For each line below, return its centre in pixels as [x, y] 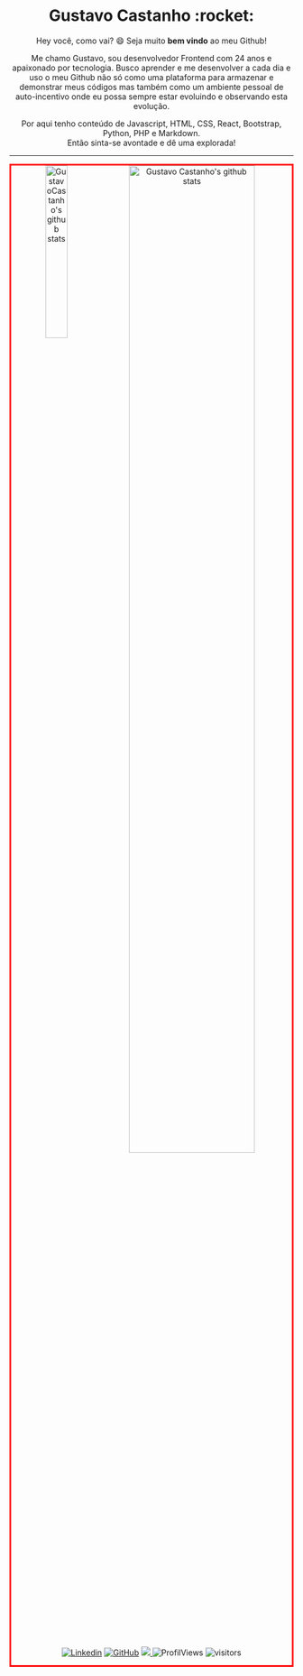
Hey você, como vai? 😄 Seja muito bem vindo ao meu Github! [151, 41]
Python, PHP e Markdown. [151, 133]
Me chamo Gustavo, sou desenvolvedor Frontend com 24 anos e [151, 58]
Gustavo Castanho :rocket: [151, 16]
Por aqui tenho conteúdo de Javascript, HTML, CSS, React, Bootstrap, [151, 124]
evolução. [151, 106]
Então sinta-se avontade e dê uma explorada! [151, 143]
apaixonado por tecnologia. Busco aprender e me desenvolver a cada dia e [151, 68]
